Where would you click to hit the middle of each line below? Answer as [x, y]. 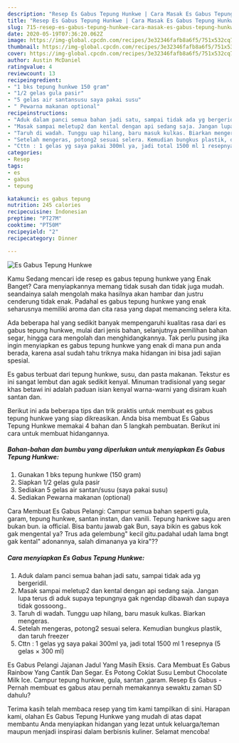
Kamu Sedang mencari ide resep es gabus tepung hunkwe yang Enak [109, 279]
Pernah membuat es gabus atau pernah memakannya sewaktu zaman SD [115, 688]
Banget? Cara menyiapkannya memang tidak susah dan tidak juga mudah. [116, 286]
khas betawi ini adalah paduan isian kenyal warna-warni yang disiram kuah [117, 389]
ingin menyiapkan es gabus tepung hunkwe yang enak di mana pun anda [115, 345]
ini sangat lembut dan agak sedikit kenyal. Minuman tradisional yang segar [116, 382]
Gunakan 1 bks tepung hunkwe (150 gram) [79, 475]
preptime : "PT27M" [34, 219]
